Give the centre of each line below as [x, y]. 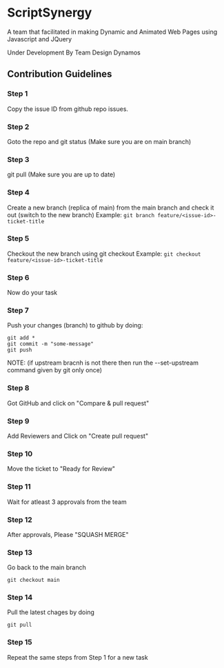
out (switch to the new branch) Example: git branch [81, 214]
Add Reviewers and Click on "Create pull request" [78, 436]
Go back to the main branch [47, 567]
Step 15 [20, 642]
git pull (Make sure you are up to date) [61, 174]
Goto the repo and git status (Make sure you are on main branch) [99, 141]
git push [20, 350]
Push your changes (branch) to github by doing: [75, 325]
